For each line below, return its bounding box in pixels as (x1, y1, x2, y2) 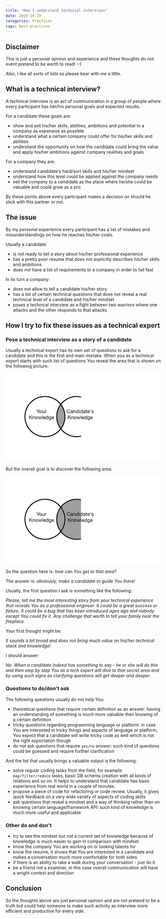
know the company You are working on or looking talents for (12, 843, 136, 850)
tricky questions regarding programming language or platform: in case (12, 722, 156, 728)
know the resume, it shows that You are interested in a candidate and (12, 849, 154, 855)
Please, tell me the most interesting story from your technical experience (5, 597, 154, 603)
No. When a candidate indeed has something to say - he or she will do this (5, 662, 158, 668)
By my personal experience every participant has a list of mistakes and (5, 226, 150, 232)
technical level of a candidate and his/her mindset (12, 296, 115, 302)
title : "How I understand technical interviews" (5, 8, 108, 13)
